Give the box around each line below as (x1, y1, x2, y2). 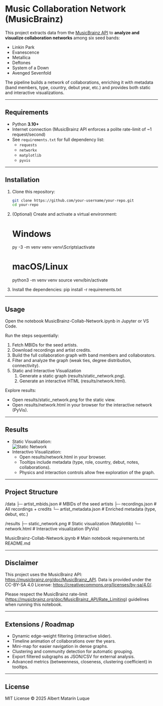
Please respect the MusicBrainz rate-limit (5, 591, 88, 597)
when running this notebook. (5, 602, 63, 608)
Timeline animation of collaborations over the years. (12, 638, 116, 644)
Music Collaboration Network (5, 3, 126, 15)
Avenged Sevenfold (12, 70, 51, 76)
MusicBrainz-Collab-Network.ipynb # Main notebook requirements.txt (5, 535, 145, 541)
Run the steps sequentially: (5, 333, 59, 338)
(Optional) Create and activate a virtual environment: (12, 211, 117, 217)
